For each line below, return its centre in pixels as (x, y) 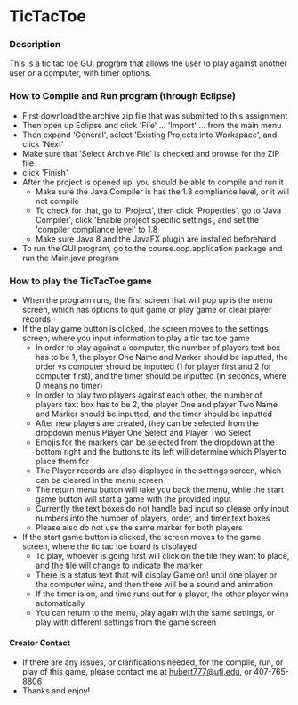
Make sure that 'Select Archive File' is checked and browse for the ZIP (151, 153)
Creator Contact (40, 643)
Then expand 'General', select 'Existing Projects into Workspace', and (149, 135)
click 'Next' (43, 143)
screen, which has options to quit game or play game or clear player (147, 310)
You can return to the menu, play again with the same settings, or (155, 613)
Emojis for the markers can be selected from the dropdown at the (155, 442)
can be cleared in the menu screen (99, 480)
